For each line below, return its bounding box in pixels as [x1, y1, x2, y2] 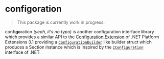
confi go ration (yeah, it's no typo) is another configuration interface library [5, 29, 154, 34]
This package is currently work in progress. [17, 19, 105, 25]
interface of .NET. [5, 49, 41, 55]
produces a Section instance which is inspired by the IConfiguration [5, 44, 143, 50]
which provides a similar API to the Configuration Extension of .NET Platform [5, 34, 159, 40]
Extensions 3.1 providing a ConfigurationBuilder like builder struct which [5, 39, 152, 44]
